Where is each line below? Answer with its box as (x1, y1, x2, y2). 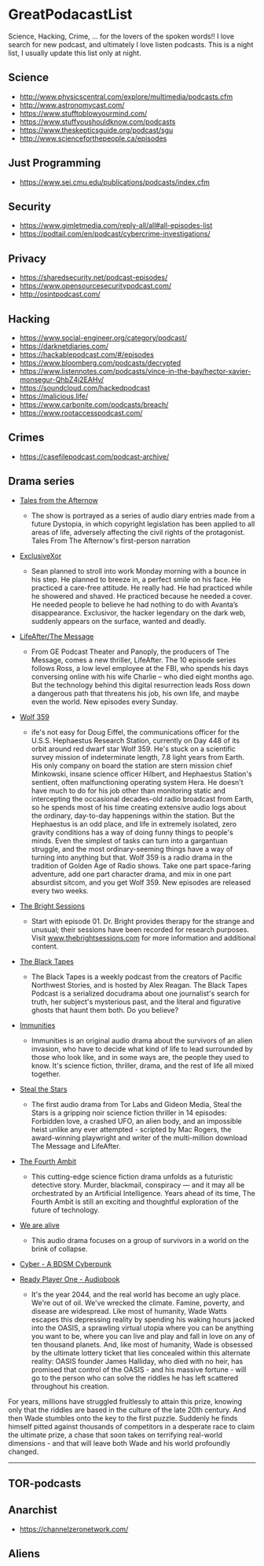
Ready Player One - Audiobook (19, 1274, 120, 1284)
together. (31, 1069, 61, 1078)
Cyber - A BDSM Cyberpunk (19, 1259, 112, 1268)
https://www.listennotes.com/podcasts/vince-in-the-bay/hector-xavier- (19, 367, 251, 376)
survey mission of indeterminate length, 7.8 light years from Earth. (31, 752, 245, 761)
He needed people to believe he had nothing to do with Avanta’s (31, 600, 238, 609)
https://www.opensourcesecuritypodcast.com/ (19, 281, 171, 291)
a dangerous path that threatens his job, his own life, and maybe (31, 688, 240, 698)
